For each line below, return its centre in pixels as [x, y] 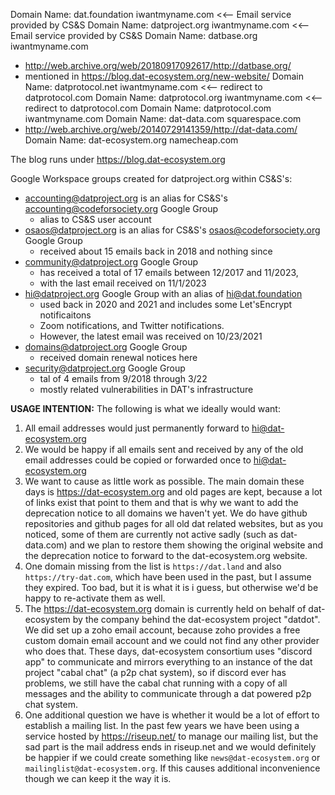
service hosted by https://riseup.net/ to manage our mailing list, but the [171, 736]
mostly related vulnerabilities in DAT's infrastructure [146, 389]
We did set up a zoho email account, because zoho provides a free [162, 630]
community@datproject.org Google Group [111, 262]
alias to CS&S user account [95, 219]
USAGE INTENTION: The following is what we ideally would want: [145, 408]
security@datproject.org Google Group [105, 368]
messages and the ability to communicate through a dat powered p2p [168, 693]
